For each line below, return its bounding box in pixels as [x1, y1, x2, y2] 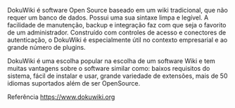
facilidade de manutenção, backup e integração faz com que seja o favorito [7, 21, 227, 29]
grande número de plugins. [7, 43, 86, 51]
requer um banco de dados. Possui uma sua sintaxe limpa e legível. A [7, 13, 209, 22]
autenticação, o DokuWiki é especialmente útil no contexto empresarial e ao [7, 36, 228, 44]
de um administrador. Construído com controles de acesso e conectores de [7, 28, 227, 36]
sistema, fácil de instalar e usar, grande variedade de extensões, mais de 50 [7, 72, 228, 80]
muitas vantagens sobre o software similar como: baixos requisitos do [7, 65, 210, 72]
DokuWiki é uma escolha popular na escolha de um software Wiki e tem [7, 57, 216, 65]
